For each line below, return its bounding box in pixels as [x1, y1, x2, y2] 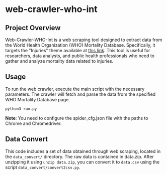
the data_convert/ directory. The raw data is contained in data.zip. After [5, 153, 154, 159]
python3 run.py [5, 106, 37, 111]
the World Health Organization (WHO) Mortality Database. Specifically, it [5, 42, 155, 48]
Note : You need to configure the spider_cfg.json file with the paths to [5, 115, 148, 121]
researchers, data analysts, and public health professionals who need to [5, 53, 155, 59]
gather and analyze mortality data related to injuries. [5, 58, 114, 64]
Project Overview [5, 24, 61, 32]
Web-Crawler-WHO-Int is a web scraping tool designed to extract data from [5, 37, 162, 43]
